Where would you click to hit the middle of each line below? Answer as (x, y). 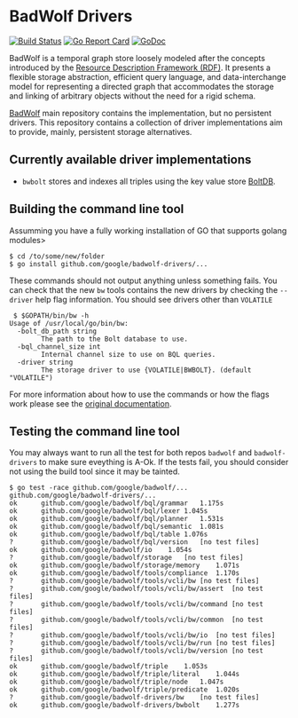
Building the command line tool (97, 209)
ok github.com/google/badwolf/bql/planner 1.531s (117, 519)
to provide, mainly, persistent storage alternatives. (101, 131)
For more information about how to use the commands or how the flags (139, 394)
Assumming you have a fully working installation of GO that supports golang (148, 230)
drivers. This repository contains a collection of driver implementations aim (146, 122)
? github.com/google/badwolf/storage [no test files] (126, 558)
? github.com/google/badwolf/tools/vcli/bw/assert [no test (137, 589)
